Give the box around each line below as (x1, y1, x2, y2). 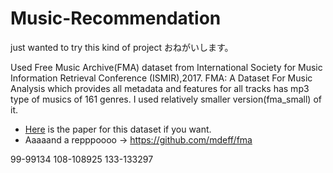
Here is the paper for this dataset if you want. (24, 123, 212, 135)
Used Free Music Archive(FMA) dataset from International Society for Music (10, 61, 323, 73)
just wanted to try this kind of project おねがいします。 (10, 41, 234, 53)
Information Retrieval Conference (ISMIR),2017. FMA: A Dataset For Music (10, 72, 313, 84)
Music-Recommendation (10, 7, 222, 30)
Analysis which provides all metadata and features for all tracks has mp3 (10, 82, 310, 94)
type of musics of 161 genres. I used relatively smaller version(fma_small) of (10, 93, 322, 105)
